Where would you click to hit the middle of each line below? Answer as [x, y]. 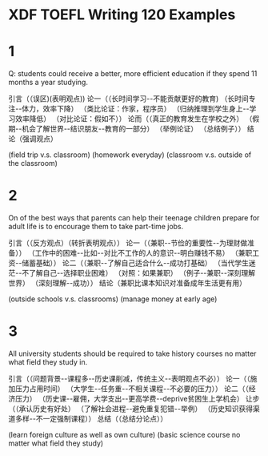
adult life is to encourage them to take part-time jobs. [96, 227]
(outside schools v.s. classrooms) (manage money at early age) [113, 299]
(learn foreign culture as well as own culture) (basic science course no [124, 435]
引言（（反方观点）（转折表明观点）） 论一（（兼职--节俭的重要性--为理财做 [128, 243]
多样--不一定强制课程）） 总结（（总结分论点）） [91, 419]
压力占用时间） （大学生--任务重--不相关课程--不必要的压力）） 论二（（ [132, 389]
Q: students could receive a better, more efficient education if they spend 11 [133, 74]
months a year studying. [48, 83]
